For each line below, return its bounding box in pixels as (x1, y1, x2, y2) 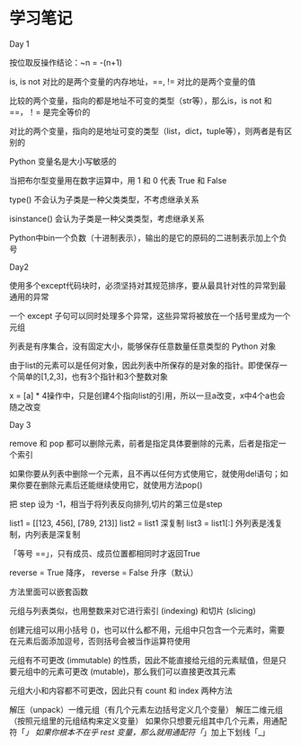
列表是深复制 (32, 528, 81, 539)
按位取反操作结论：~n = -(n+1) (9, 57, 123, 67)
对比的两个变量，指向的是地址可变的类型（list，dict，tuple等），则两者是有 (9, 125, 285, 136)
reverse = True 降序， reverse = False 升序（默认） (9, 567, 199, 578)
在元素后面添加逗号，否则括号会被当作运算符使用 (9, 635, 190, 646)
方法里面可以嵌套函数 (9, 586, 88, 597)
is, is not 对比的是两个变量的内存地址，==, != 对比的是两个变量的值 (9, 75, 256, 86)
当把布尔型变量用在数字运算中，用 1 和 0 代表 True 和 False (9, 174, 227, 185)
